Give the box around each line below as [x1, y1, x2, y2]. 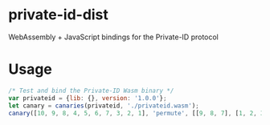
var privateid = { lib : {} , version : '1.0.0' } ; [8, 94, 167, 102]
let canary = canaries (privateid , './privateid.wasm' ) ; [8, 102, 199, 110]
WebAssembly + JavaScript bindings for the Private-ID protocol [8, 32, 219, 42]
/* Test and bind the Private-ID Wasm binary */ [8, 87, 174, 95]
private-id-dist [8, 6, 108, 24]
